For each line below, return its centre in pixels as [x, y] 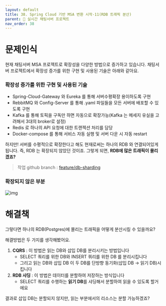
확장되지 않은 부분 [25, 182]
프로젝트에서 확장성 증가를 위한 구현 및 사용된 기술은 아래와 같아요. [75, 71]
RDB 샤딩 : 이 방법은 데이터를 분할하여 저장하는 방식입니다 [68, 275]
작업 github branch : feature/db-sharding [59, 168]
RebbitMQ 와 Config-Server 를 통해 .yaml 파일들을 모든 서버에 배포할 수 [83, 103]
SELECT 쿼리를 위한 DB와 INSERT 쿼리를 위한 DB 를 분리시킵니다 [83, 256]
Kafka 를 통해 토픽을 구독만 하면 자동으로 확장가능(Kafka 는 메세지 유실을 [83, 115]
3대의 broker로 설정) [46, 121]
